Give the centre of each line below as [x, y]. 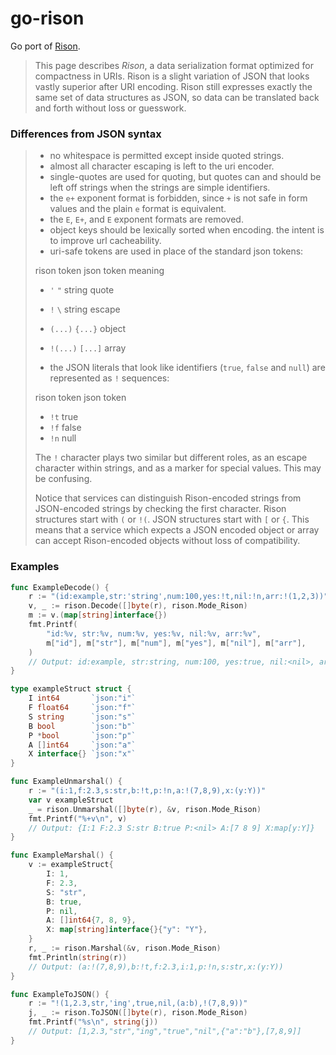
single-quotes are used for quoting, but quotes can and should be [185, 177]
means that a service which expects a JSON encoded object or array [177, 530]
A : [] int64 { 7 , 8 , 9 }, [91, 920]
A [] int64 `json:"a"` [82, 745]
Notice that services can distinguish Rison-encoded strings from [168, 498]
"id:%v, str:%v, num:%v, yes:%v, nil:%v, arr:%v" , [154, 633]
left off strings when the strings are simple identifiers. [160, 188]
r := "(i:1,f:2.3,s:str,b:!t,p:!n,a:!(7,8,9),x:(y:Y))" [147, 791]
